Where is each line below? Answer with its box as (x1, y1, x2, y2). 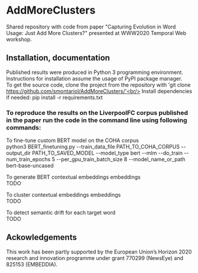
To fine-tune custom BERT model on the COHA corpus (6, 137, 139, 144)
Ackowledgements (6, 232, 77, 243)
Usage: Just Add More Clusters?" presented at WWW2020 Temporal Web (6, 29, 187, 36)
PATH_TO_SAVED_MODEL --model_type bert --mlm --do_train (32, 149, 183, 157)
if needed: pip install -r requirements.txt (6, 94, 103, 101)
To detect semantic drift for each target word (6, 209, 116, 216)
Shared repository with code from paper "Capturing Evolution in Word (6, 23, 176, 30)
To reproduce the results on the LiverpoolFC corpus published (6, 108, 188, 117)
